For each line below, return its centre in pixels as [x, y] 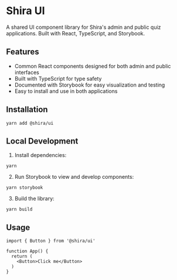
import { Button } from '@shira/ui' [51, 241]
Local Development [42, 141]
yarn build [19, 209]
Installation [27, 110]
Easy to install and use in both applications [66, 91]
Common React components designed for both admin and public [93, 66]
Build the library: [34, 199]
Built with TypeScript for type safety [58, 78]
